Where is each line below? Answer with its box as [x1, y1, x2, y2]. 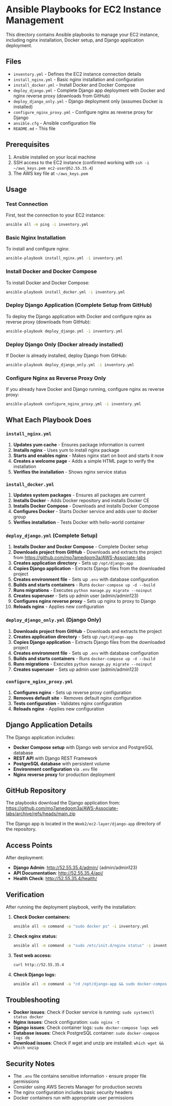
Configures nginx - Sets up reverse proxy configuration [13, 689, 132, 696]
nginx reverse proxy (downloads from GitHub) [13, 92, 110, 98]
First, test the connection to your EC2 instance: [6, 212, 105, 219]
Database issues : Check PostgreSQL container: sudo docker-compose [13, 1030, 160, 1036]
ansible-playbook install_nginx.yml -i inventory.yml [6, 255, 123, 261]
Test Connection [6, 200, 48, 207]
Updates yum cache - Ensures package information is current [13, 441, 145, 447]
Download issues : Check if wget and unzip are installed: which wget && [13, 1040, 164, 1046]
